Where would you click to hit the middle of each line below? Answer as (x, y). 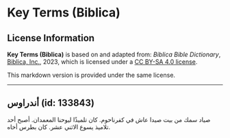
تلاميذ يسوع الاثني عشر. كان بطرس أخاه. (59, 127)
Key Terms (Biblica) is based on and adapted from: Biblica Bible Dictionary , (114, 54)
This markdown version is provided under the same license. (91, 75)
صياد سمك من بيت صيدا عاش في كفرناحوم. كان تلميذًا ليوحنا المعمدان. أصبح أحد (109, 119)
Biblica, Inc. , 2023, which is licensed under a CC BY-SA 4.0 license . (102, 62)
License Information (51, 38)
